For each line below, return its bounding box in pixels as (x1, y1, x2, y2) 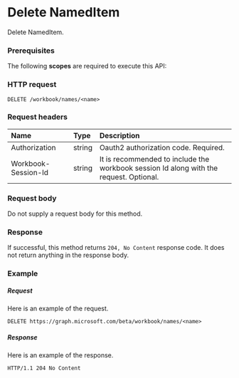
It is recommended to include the (99, 154, 210, 164)
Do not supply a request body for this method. (7, 209, 143, 218)
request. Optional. (99, 172, 159, 182)
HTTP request (7, 80, 57, 90)
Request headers (7, 112, 68, 122)
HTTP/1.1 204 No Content (7, 364, 81, 372)
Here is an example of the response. (7, 351, 114, 359)
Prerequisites (7, 46, 55, 56)
